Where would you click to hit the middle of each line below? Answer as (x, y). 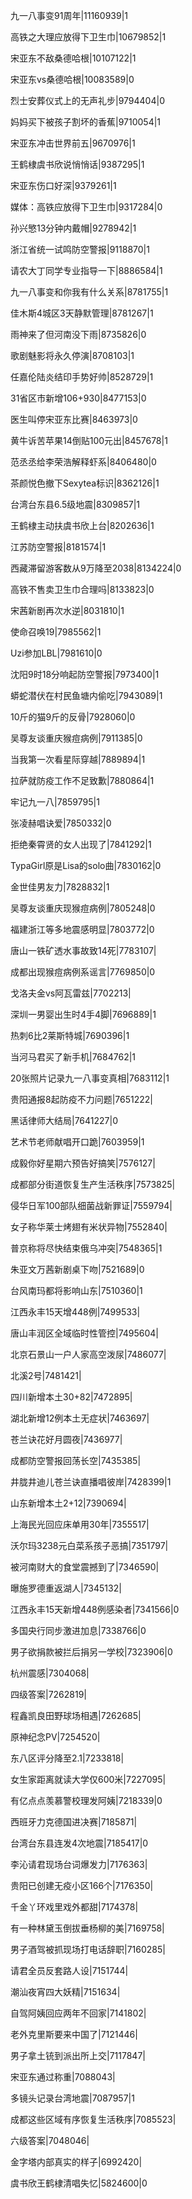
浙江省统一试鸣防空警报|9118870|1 (80, 249)
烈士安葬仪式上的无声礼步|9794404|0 (87, 100)
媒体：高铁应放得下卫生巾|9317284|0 (86, 207)
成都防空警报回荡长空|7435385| (76, 1460)
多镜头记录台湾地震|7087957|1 (72, 2098)
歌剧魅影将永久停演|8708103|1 (72, 355)
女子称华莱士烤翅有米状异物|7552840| (89, 1227)
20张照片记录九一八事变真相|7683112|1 (90, 1078)
